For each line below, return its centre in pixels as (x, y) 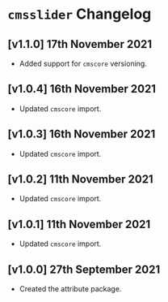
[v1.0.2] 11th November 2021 (81, 179)
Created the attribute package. (70, 289)
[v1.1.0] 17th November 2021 (80, 44)
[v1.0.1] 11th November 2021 (79, 224)
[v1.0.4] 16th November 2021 (82, 89)
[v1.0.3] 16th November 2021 (82, 134)
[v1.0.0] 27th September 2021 (84, 269)
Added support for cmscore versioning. (83, 63)
